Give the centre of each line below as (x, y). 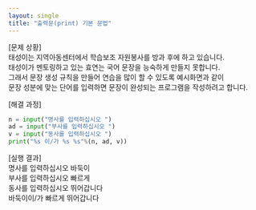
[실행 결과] (25, 158)
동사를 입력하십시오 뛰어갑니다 (56, 188)
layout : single (34, 16)
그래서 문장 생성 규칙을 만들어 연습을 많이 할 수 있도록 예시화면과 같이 (116, 77)
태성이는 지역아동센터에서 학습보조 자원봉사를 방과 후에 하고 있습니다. (116, 57)
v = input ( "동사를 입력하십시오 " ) (60, 134)
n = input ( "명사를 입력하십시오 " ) (60, 119)
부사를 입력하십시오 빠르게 (49, 178)
